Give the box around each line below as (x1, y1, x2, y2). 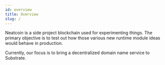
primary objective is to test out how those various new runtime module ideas (5, 35, 161, 41)
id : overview (5, 7, 32, 12)
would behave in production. (5, 40, 63, 46)
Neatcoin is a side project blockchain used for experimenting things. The (5, 30, 153, 36)
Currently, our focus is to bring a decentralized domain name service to (5, 50, 150, 56)
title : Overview (5, 12, 38, 17)
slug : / (5, 16, 21, 21)
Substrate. (5, 55, 26, 61)
